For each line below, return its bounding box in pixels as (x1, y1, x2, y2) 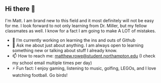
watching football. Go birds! (12, 72, 68, 78)
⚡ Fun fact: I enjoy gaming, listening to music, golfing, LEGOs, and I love (12, 65, 157, 71)
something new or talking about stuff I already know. (12, 47, 118, 53)
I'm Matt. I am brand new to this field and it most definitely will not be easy (5, 17, 154, 23)
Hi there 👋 (5, 5, 36, 13)
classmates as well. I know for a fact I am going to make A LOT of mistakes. (5, 28, 156, 34)
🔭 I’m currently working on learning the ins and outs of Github (12, 37, 136, 43)
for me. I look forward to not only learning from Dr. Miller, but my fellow (5, 23, 147, 28)
